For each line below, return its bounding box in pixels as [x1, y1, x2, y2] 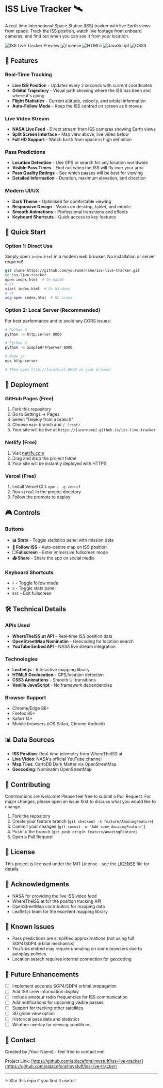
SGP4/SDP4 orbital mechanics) [12, 941, 75, 946]
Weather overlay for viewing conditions [12, 1021, 91, 1027]
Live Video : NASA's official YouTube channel [12, 756, 102, 762]
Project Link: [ [5, 1058, 33, 1064]
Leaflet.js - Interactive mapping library [12, 667, 90, 672]
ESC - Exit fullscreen [12, 590, 52, 596]
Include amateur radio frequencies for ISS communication [12, 994, 128, 1000]
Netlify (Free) [5, 439, 37, 446]
